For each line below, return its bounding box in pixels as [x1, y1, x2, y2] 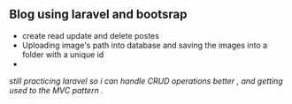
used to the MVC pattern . [9, 85, 104, 95]
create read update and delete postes [21, 30, 159, 41]
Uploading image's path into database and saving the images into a [21, 40, 268, 50]
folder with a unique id [21, 48, 104, 60]
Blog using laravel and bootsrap [9, 7, 188, 22]
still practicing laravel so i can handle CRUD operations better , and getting [9, 75, 283, 86]
